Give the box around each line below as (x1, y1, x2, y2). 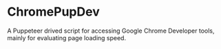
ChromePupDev (7, 4, 100, 20)
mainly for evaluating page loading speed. (7, 33, 126, 42)
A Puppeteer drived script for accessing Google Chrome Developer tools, (7, 27, 215, 35)
